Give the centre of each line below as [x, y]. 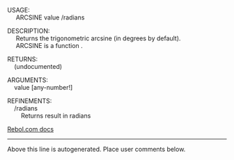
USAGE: [18, 10]
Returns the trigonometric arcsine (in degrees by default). [98, 38]
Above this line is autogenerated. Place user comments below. [96, 149]
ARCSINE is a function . [49, 46]
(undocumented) [38, 66]
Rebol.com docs [31, 129]
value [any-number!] [43, 87]
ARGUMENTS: [28, 80]
